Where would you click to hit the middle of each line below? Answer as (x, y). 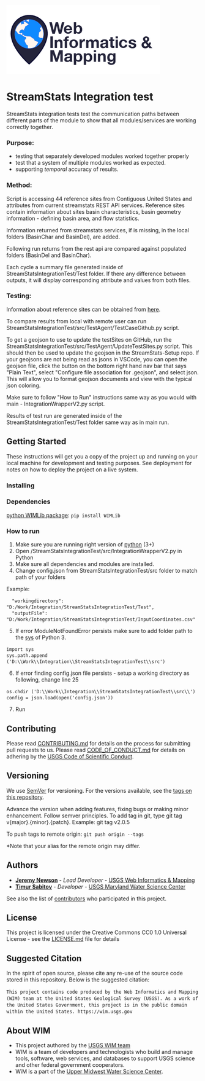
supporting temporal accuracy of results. (67, 169)
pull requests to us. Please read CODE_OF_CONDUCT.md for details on (96, 750)
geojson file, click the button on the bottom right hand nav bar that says (96, 366)
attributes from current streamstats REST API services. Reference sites (95, 205)
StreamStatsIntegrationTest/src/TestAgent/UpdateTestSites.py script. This (99, 346)
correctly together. (30, 127)
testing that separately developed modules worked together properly (102, 156)
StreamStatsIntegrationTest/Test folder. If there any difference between (96, 273)
